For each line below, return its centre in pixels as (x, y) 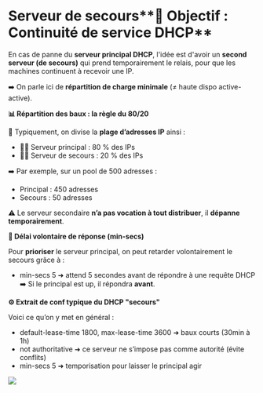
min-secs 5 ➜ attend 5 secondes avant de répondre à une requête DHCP (137, 275)
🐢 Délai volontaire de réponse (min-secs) (76, 236)
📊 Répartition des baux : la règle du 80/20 (79, 114)
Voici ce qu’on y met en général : (61, 317)
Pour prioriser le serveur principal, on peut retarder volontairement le (121, 251)
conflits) (33, 357)
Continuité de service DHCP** (110, 33)
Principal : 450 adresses (59, 189)
